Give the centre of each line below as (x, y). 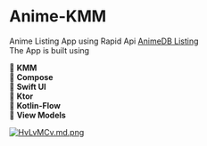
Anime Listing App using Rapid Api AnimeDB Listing (104, 41)
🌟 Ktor (21, 96)
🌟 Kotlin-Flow (35, 105)
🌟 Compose (31, 77)
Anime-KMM (58, 16)
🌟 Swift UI (28, 86)
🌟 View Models (38, 115)
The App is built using (50, 50)
